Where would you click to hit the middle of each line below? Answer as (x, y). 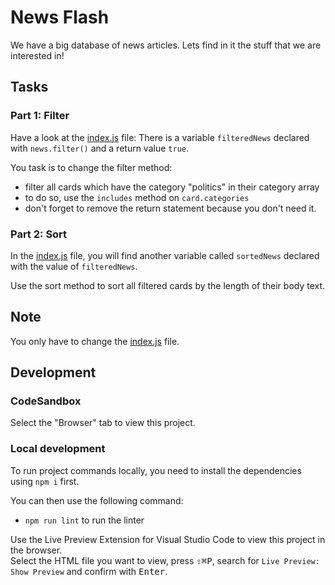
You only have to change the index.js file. (95, 341)
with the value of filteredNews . (74, 266)
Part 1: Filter (40, 116)
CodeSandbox (46, 401)
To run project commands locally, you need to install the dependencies (156, 470)
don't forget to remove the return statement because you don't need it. (170, 208)
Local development (58, 449)
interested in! (37, 55)
